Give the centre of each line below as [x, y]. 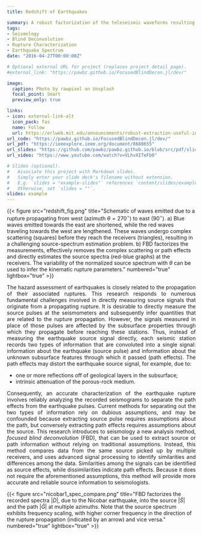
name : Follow [28, 127]
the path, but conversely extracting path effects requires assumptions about [101, 425]
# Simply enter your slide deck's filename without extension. [90, 177]
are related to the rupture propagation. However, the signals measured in [101, 319]
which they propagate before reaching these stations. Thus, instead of [101, 332]
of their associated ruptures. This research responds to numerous [101, 294]
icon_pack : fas [31, 122]
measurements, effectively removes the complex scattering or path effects [99, 250]
